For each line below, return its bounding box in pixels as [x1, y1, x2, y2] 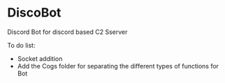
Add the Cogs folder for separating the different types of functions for [17, 62, 219, 70]
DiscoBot [7, 5, 61, 21]
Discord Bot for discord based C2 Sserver [7, 28, 128, 36]
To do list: [7, 41, 36, 49]
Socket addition [17, 54, 63, 63]
